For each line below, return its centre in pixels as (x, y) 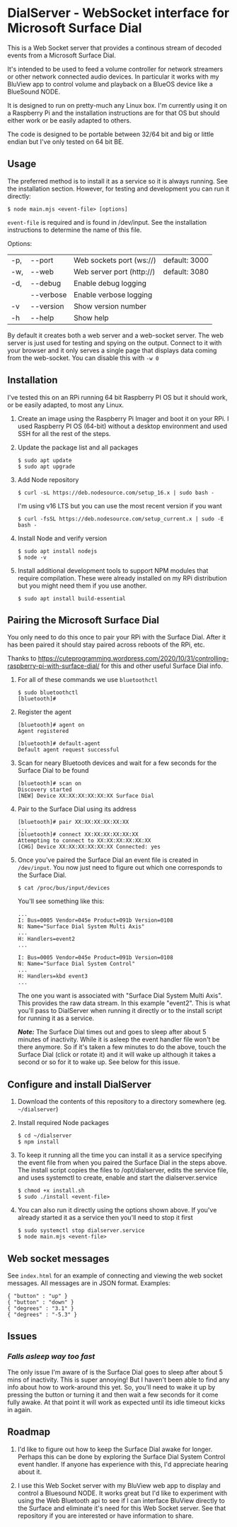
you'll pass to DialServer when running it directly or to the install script (120, 1011)
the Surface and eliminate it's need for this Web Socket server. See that (122, 1508)
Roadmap (29, 1432)
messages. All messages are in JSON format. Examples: (89, 1283)
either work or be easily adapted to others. (69, 120)
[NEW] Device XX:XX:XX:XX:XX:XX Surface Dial (86, 796)
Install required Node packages (63, 1123)
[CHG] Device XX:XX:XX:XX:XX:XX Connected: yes (89, 847)
